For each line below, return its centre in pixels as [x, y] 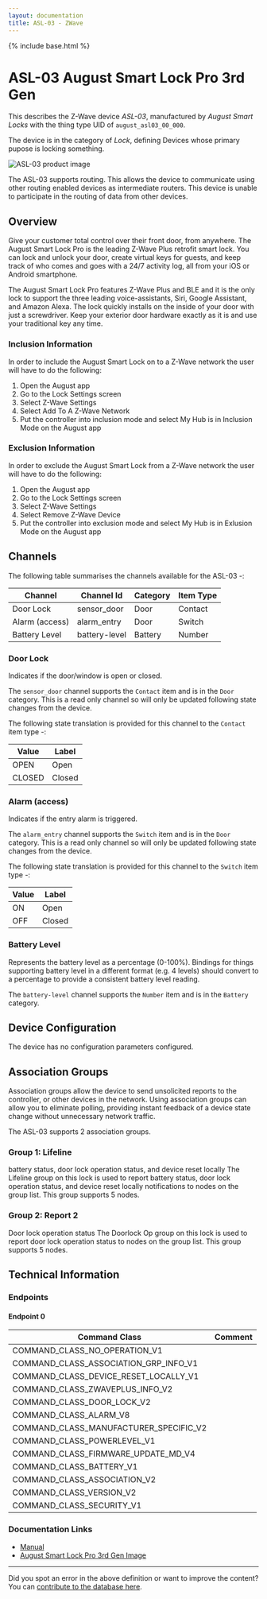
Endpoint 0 [27, 1316]
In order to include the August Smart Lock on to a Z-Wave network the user [131, 362]
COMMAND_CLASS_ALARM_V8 [71, 1415]
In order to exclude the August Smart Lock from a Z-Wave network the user [132, 465]
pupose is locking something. [56, 149]
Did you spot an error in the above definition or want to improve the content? [133, 1578]
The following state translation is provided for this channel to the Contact [127, 723]
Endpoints [29, 1298]
